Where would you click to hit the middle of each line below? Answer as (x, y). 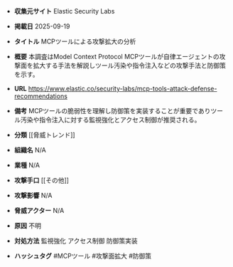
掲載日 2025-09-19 (42, 26)
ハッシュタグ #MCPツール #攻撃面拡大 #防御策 (83, 256)
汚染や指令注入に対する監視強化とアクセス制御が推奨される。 (110, 120)
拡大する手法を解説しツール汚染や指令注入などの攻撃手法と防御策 (129, 66)
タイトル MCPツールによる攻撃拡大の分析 (75, 41)
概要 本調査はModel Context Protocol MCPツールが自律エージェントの (116, 57)
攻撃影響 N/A (33, 195)
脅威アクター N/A (39, 210)
